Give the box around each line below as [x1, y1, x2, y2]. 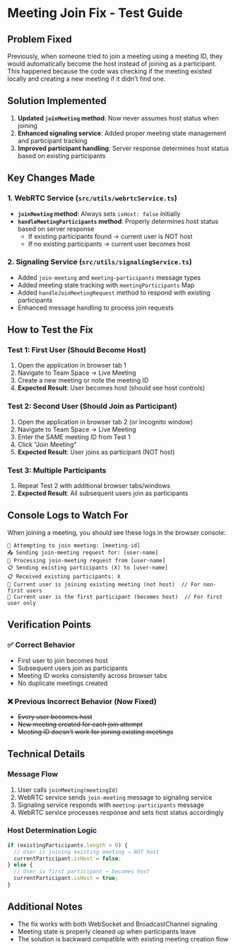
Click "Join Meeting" [17, 440, 77, 448]
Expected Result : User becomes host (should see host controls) [17, 384, 206, 392]
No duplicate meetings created [17, 679, 108, 687]
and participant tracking [17, 136, 88, 145]
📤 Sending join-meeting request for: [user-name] [7, 549, 159, 556]
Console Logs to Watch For [7, 509, 129, 521]
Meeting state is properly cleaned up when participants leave [17, 927, 196, 936]
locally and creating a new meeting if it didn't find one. [7, 74, 166, 83]
